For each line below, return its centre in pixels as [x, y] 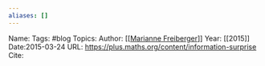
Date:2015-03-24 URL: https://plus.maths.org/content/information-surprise [132, 47]
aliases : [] [28, 16]
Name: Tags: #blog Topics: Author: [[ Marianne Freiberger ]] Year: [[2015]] [129, 38]
